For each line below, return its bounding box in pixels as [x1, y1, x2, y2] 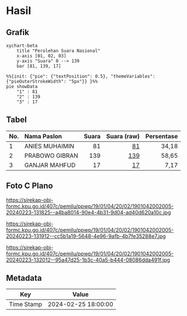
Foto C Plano [6, 181, 53, 191]
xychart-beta [6, 43, 38, 48]
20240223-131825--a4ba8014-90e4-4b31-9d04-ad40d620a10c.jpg [6, 209, 171, 216]
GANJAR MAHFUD [24, 161, 76, 169]
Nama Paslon [24, 132, 63, 140]
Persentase [145, 132, 178, 140]
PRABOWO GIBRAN [24, 151, 78, 159]
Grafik [6, 27, 29, 37]
